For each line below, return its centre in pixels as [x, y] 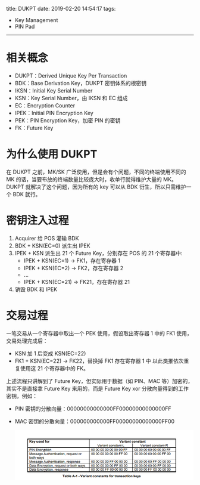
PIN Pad [25, 27]
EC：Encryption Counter [45, 105]
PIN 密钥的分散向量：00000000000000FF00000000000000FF [93, 409]
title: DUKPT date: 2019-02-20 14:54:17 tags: [61, 9]
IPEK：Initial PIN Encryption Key [54, 113]
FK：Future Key [34, 128]
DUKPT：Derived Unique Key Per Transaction [71, 75]
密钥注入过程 [38, 221]
